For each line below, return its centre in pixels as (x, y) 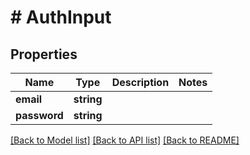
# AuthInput (61, 17)
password (39, 115)
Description (140, 82)
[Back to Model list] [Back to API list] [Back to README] (125, 140)
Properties (44, 54)
